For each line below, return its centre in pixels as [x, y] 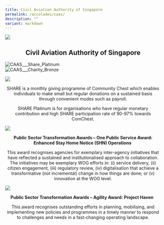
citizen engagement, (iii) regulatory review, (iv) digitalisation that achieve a [83, 168]
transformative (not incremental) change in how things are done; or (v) [83, 173]
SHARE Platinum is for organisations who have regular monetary [83, 108]
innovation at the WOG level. [83, 179]
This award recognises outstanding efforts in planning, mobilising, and [83, 207]
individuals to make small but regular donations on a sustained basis [83, 94]
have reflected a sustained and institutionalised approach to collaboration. [83, 158]
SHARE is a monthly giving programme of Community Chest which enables [83, 89]
